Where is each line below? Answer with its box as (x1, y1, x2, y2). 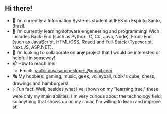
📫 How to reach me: (12, 60, 56, 66)
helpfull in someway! (12, 55, 55, 61)
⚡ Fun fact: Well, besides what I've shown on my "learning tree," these (12, 86, 159, 92)
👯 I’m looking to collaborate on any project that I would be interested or (12, 49, 160, 55)
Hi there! (5, 4, 33, 13)
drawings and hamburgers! (12, 80, 69, 86)
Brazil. (12, 23, 26, 29)
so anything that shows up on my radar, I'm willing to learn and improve (12, 98, 161, 104)
